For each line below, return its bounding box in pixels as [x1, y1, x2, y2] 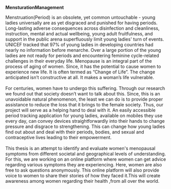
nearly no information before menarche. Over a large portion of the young [5, 47, 161, 53]
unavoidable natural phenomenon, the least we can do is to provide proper [5, 96, 163, 102]
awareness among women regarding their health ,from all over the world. [5, 178, 160, 184]
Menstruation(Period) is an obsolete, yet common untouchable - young [5, 14, 156, 20]
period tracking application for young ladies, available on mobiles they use [5, 112, 163, 119]
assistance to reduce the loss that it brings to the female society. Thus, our [5, 102, 163, 107]
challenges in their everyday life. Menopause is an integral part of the [5, 58, 153, 64]
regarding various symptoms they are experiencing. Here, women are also [5, 162, 162, 167]
